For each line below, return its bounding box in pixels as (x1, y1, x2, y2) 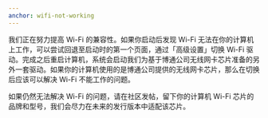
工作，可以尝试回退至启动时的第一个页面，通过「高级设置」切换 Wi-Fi (14, 45, 245, 54)
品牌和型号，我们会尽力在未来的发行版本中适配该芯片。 (8, 101, 190, 111)
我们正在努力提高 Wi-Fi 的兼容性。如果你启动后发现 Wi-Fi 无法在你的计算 (8, 34, 247, 44)
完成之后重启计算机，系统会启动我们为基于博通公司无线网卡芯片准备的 (22, 54, 253, 64)
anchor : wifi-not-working (8, 11, 94, 20)
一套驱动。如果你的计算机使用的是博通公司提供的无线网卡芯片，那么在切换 (14, 65, 260, 74)
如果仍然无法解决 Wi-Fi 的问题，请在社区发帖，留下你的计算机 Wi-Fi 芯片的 (8, 91, 254, 100)
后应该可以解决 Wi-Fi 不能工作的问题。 (8, 74, 136, 84)
